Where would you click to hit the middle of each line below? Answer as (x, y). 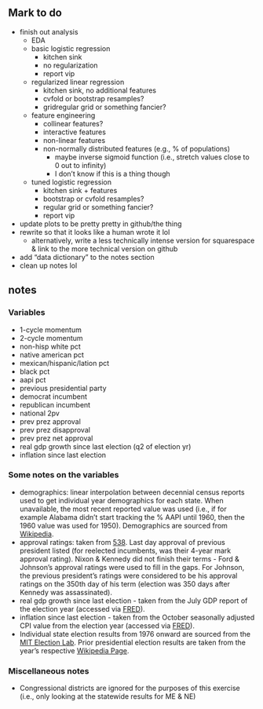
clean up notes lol (48, 265)
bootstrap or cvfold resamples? (93, 199)
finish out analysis (49, 31)
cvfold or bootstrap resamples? (93, 98)
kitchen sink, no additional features (100, 90)
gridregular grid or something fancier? (104, 107)
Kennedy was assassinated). (66, 592)
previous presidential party (63, 388)
